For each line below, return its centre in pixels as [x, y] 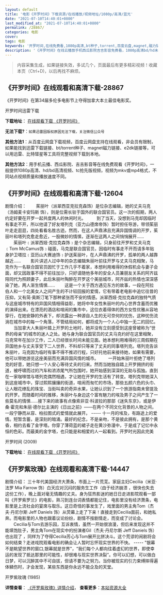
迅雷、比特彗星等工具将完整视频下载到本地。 [58, 154]
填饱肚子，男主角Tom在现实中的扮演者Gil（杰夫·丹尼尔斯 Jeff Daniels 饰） [83, 530]
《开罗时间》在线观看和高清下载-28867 [64, 87]
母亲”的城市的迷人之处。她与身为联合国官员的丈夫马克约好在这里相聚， [85, 334]
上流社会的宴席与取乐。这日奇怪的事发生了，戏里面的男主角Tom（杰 [86, 506]
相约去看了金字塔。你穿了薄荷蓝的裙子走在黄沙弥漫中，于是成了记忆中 [83, 425]
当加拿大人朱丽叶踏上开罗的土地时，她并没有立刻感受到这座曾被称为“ [82, 328]
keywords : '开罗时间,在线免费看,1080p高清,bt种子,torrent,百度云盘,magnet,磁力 [81, 46]
